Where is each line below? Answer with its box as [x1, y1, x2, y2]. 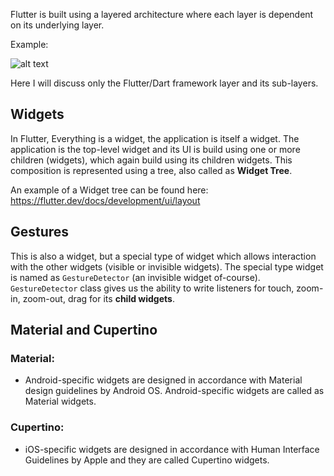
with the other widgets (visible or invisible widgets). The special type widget [10, 260, 324, 273]
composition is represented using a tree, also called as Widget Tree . [10, 164, 293, 176]
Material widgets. [24, 395, 97, 408]
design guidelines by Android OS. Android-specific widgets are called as [24, 385, 325, 397]
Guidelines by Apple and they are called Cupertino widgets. [24, 454, 270, 466]
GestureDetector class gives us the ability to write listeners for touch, [10, 282, 295, 294]
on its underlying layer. [10, 19, 105, 31]
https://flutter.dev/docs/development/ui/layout [10, 194, 201, 206]
